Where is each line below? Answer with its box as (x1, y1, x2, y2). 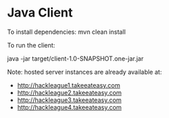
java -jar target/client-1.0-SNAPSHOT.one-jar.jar (7, 54, 143, 63)
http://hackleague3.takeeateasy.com (17, 95, 122, 104)
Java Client (7, 5, 73, 21)
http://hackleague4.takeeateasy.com (17, 103, 122, 111)
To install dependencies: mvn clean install (7, 28, 126, 36)
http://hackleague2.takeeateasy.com (17, 88, 122, 97)
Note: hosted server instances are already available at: (7, 68, 162, 76)
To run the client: (7, 41, 55, 49)
